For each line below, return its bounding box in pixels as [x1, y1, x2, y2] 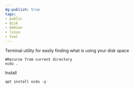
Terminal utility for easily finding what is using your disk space [5, 47, 129, 53]
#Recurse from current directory [5, 57, 73, 62]
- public [5, 16, 23, 21]
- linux [5, 30, 21, 35]
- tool [5, 35, 18, 39]
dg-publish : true [5, 7, 40, 12]
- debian [5, 25, 23, 30]
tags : [5, 12, 16, 17]
